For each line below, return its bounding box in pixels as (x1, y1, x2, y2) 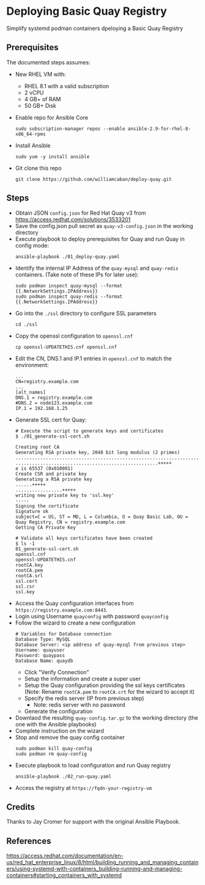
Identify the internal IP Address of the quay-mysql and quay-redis (15, 264, 179, 272)
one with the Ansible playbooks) (15, 720, 97, 727)
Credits (6, 802, 35, 812)
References (6, 835, 51, 846)
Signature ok (15, 508, 49, 514)
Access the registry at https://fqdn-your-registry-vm (15, 784, 152, 791)
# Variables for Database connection (15, 631, 112, 637)
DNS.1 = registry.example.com (15, 394, 93, 401)
